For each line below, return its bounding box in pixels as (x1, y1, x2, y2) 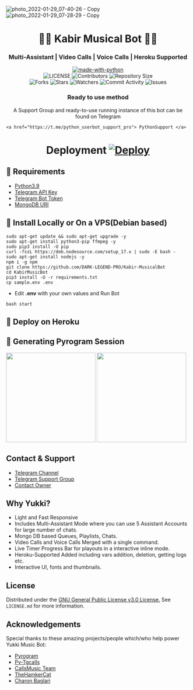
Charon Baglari (14, 677, 51, 684)
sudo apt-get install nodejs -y (6, 254, 85, 260)
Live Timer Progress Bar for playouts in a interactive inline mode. (14, 545, 170, 552)
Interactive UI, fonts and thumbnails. (14, 564, 102, 571)
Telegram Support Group (14, 475, 75, 482)
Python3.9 (14, 182, 40, 189)
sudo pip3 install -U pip (6, 243, 69, 250)
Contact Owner (14, 481, 51, 488)
